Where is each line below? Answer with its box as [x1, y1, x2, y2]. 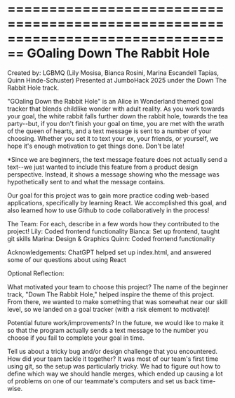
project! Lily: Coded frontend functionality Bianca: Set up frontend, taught [7, 227, 220, 235]
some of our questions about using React [7, 255, 126, 263]
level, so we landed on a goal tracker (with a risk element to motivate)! [7, 305, 210, 313]
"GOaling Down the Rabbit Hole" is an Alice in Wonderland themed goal [7, 97, 214, 105]
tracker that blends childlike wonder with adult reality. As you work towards [7, 104, 225, 113]
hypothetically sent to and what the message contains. [7, 177, 166, 186]
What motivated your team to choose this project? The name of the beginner [7, 282, 229, 291]
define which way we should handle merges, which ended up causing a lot [7, 369, 223, 378]
